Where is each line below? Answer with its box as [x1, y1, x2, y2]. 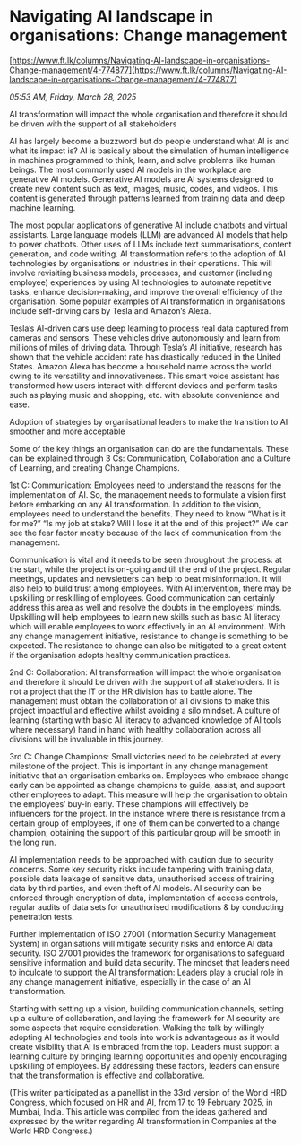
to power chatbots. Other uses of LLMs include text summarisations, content [9, 239, 292, 249]
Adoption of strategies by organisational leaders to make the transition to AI [9, 416, 288, 427]
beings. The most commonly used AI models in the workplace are [9, 164, 252, 175]
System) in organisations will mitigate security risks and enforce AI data [9, 938, 273, 949]
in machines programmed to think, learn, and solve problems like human [9, 154, 276, 165]
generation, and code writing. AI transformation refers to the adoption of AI [9, 248, 287, 259]
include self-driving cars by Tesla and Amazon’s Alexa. [9, 305, 211, 316]
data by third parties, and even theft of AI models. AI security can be [9, 882, 262, 893]
